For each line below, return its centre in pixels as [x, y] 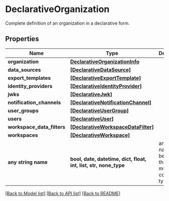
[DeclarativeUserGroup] [100, 111]
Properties [22, 39]
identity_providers [30, 86]
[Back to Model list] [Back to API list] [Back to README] [63, 193]
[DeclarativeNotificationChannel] [111, 103]
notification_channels [34, 103]
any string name [28, 162]
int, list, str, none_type [97, 165]
